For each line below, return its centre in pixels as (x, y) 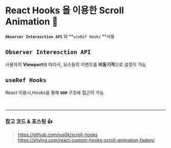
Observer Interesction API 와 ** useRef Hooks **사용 (60, 36)
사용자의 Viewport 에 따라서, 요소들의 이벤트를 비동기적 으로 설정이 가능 (76, 64)
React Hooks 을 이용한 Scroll (65, 10)
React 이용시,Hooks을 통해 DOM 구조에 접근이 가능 (55, 92)
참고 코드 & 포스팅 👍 (29, 121)
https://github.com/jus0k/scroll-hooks (58, 134)
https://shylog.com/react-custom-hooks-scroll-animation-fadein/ (86, 140)
